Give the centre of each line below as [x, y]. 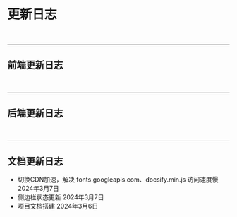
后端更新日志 [35, 113]
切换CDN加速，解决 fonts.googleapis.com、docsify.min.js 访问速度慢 [118, 180]
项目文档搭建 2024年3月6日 [58, 206]
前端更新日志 [35, 65]
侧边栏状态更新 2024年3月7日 [61, 197]
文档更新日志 [35, 161]
